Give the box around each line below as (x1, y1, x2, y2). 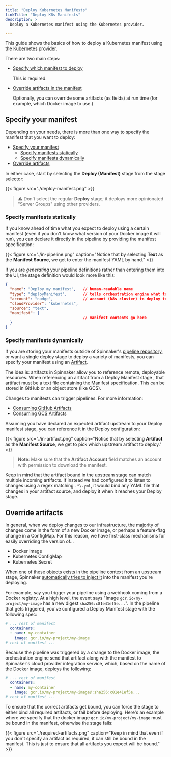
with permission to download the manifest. (17, 462, 107, 468)
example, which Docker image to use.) (12, 101, 94, 107)
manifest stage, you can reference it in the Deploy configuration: (5, 426, 140, 432)
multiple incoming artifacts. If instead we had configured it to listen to (5, 477, 151, 483)
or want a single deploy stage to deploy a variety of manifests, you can (5, 354, 154, 360)
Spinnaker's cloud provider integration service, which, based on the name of (5, 660, 166, 666)
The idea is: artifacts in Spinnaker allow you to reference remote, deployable (5, 369, 165, 375)
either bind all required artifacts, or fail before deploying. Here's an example (5, 709, 164, 715)
